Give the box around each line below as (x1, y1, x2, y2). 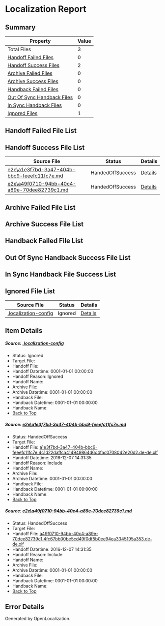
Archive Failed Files (7, 70, 53, 77)
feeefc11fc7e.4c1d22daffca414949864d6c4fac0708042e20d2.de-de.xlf (12, 449, 158, 456)
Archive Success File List (5, 220, 84, 228)
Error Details (5, 602, 44, 611)
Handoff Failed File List (5, 126, 77, 135)
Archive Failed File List (5, 203, 76, 212)
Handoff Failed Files (7, 54, 54, 61)
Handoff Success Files (7, 62, 60, 68)
